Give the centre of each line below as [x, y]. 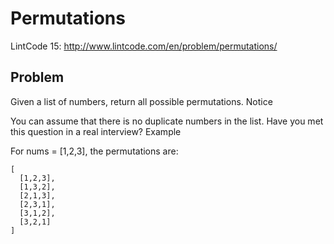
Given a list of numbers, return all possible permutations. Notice [141, 101]
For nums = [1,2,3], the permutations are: [94, 151]
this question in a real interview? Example [96, 131]
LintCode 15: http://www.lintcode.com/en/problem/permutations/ [144, 46]
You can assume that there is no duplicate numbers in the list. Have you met [167, 121]
